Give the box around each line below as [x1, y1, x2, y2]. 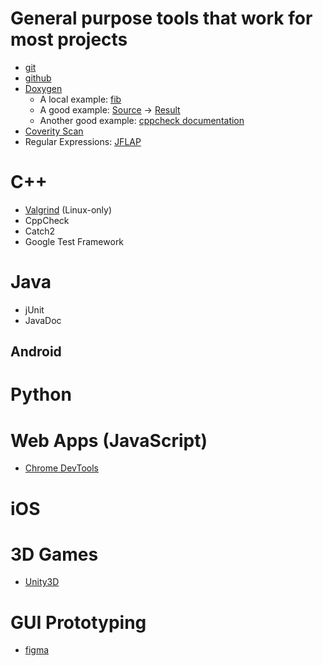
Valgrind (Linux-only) [24, 203, 113, 216]
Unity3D [24, 576, 60, 588]
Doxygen [24, 82, 63, 94]
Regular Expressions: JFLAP [24, 135, 142, 147]
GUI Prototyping [10, 611, 147, 634]
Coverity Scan [24, 125, 84, 137]
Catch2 [24, 225, 56, 237]
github [24, 72, 52, 84]
